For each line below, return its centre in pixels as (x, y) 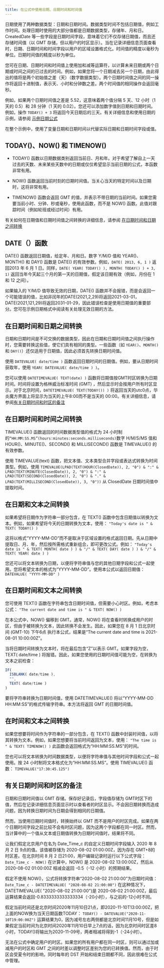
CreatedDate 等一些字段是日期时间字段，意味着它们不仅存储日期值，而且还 (81, 36)
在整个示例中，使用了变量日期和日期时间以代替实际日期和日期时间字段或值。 (82, 129)
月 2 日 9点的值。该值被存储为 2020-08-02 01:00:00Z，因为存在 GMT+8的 (80, 850)
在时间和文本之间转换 (37, 721)
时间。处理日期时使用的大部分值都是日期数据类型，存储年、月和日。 (78, 30)
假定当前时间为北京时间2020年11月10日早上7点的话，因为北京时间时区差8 (83, 925)
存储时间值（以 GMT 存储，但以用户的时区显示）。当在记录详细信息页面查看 (81, 43)
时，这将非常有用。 (31, 187)
